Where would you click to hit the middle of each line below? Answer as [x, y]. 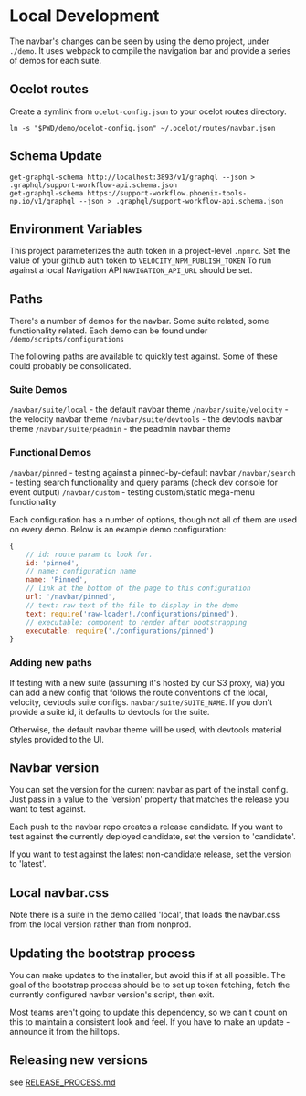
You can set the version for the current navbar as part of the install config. [149, 790]
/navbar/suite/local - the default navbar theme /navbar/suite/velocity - [149, 410]
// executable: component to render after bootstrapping [137, 622]
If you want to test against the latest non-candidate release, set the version [151, 854]
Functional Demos [51, 453]
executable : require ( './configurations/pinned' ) [120, 631]
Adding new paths [51, 663]
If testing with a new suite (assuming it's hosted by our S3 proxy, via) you [147, 682]
